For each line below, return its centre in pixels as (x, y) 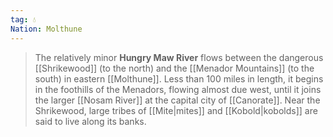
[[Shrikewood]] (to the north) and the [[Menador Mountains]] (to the (174, 68)
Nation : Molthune (46, 29)
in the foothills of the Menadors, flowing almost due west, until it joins (178, 89)
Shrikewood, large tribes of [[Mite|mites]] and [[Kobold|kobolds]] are (176, 110)
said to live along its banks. (90, 121)
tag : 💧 (23, 19)
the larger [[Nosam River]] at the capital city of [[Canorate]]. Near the (177, 100)
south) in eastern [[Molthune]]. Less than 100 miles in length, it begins (179, 78)
